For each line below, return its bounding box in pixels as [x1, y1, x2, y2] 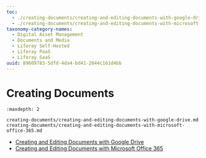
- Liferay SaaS [12, 54, 51, 60]
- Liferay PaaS [12, 49, 51, 55]
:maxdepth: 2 [6, 106, 40, 113]
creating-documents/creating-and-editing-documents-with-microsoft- [6, 123, 185, 129]
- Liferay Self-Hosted [12, 43, 70, 49]
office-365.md [6, 127, 43, 134]
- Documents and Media [12, 37, 70, 43]
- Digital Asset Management [12, 32, 84, 38]
